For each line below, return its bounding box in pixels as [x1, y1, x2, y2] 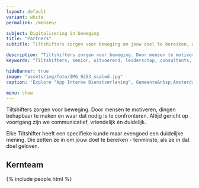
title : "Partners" [6, 36, 52, 42]
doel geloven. [6, 142, 40, 150]
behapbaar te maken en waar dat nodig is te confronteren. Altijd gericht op [6, 112, 188, 119]
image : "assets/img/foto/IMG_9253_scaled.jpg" [6, 73, 123, 80]
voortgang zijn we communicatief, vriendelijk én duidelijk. [6, 119, 146, 126]
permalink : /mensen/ [6, 20, 57, 25]
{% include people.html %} [6, 176, 72, 183]
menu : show [6, 90, 33, 96]
